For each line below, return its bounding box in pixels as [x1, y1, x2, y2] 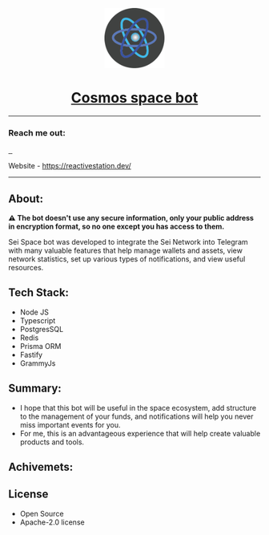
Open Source [19, 509, 64, 518]
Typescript [19, 315, 56, 325]
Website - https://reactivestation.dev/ [8, 161, 132, 171]
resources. [8, 263, 44, 273]
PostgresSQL [19, 324, 64, 334]
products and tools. [19, 437, 85, 447]
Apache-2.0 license [19, 517, 86, 527]
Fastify [19, 350, 42, 359]
